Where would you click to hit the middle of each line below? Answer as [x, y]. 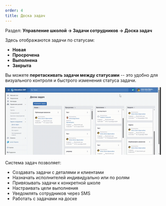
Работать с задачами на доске [45, 199]
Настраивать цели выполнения [45, 188]
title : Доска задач [25, 16]
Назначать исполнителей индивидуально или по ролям [71, 178]
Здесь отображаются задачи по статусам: [50, 40]
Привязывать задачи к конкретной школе [56, 183]
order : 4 [14, 10]
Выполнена [25, 60]
